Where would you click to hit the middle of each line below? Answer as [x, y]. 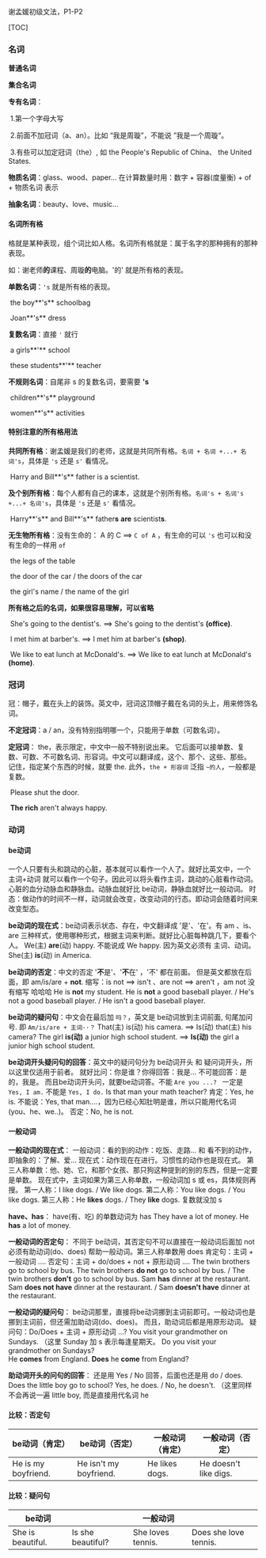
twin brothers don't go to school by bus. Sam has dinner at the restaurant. [129, 1279]
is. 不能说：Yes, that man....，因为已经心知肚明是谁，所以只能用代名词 [122, 1102]
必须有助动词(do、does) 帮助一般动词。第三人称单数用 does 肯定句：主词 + [131, 1252]
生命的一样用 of [40, 545]
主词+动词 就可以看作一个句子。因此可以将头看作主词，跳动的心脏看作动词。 [133, 879]
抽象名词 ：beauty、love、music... [63, 204]
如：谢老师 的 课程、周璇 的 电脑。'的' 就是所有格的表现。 [98, 270]
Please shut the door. [45, 792]
